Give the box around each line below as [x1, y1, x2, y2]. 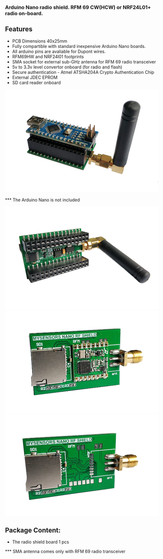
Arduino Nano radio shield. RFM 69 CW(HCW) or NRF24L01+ [5, 4, 151, 11]
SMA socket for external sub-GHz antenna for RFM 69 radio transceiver [12, 59, 156, 64]
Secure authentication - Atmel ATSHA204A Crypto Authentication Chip [12, 69, 155, 75]
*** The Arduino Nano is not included [5, 197, 80, 203]
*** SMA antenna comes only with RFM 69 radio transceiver [5, 549, 126, 555]
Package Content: [5, 526, 61, 534]
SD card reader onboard [12, 80, 61, 86]
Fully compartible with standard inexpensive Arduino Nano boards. [12, 43, 146, 49]
